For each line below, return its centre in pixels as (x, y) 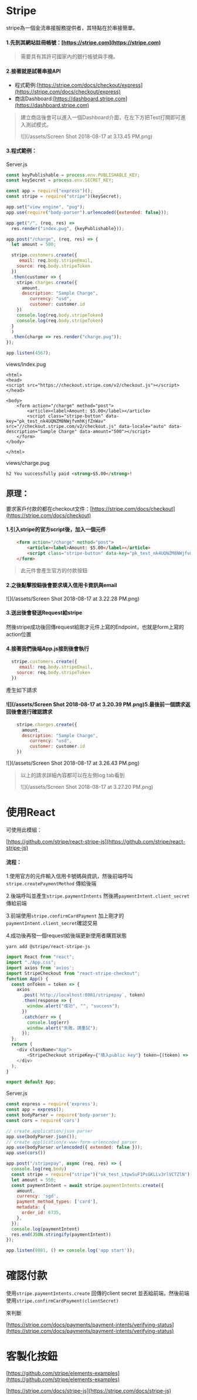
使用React (31, 813)
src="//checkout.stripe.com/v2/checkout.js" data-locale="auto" (86, 427)
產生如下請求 (21, 690)
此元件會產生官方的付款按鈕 (54, 571)
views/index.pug (26, 365)
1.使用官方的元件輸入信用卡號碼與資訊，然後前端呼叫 (69, 876)
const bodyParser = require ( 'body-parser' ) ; (61, 1115)
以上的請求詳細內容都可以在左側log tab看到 (72, 775)
